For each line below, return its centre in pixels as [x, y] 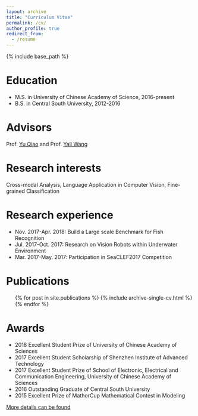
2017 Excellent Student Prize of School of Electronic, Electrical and [96, 370]
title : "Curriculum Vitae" [40, 17]
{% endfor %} [32, 304]
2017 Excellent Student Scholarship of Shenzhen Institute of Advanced [101, 357]
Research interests [54, 168]
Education [32, 81]
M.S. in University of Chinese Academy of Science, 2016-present [94, 97]
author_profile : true [33, 28]
